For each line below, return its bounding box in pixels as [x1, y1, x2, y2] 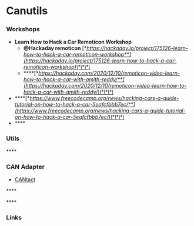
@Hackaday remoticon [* [23, 45, 87, 52]
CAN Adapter [6, 162, 45, 171]
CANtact [14, 176, 36, 183]
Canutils [6, 4, 48, 18]
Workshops [6, 25, 40, 34]
